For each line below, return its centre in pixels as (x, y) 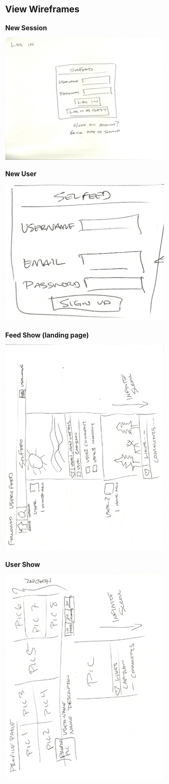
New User (21, 174)
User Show (23, 564)
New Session (26, 28)
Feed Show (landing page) (47, 335)
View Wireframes (42, 9)
